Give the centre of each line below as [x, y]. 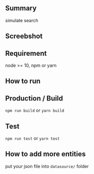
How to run [23, 81]
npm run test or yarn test [32, 138]
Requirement [26, 53]
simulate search [22, 20]
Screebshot [24, 36]
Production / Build [34, 98]
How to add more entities [45, 154]
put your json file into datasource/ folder [47, 166]
